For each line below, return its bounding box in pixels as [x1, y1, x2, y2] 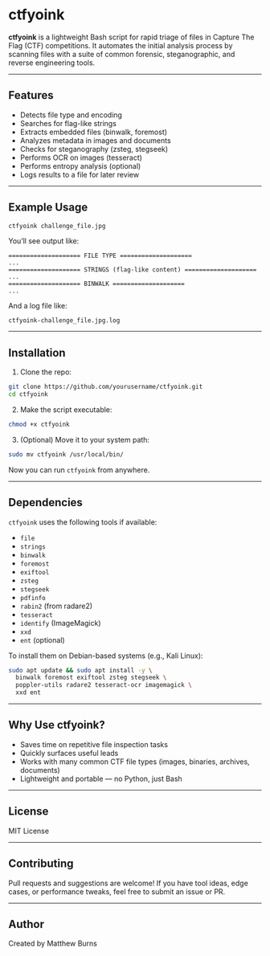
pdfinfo [19, 594, 46, 602]
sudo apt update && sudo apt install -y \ [8, 666, 153, 674]
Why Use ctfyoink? [8, 718, 106, 732]
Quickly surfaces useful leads [19, 748, 119, 758]
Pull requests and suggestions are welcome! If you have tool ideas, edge [8, 878, 249, 888]
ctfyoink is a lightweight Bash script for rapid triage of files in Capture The [8, 32, 255, 42]
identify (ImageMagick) [19, 618, 102, 627]
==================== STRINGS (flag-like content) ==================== [8, 266, 257, 274]
